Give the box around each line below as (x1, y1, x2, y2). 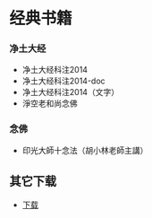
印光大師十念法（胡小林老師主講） (21, 144, 148, 155)
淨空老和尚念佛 (21, 98, 78, 109)
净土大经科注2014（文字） (21, 87, 119, 98)
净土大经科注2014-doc (21, 75, 106, 86)
